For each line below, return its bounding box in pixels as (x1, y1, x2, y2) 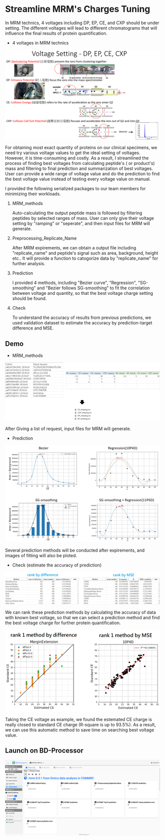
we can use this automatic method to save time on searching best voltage (5, 727, 155, 733)
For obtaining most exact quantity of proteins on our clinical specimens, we (5, 145, 157, 151)
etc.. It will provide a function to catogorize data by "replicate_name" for (12, 255, 158, 261)
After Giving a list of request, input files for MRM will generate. (5, 426, 131, 432)
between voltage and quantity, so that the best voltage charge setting (12, 290, 153, 296)
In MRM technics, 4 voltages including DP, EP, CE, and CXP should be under (5, 20, 160, 26)
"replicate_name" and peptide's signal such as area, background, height (12, 250, 159, 256)
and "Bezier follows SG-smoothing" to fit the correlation (36, 285, 150, 291)
